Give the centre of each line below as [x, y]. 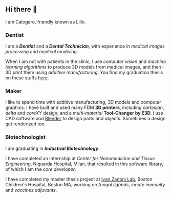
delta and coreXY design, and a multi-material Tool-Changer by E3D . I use [84, 113]
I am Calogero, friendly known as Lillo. [46, 21]
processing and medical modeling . [42, 52]
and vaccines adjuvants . [31, 190]
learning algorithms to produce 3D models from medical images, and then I [84, 67]
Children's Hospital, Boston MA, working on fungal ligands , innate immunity [85, 184]
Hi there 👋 [21, 9]
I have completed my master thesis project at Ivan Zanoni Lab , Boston [79, 179]
